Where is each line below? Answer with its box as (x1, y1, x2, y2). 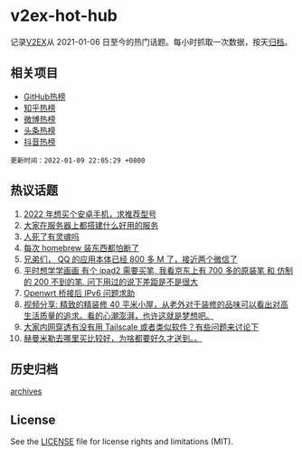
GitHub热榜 (23, 91, 66, 102)
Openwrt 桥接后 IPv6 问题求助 (23, 287, 136, 298)
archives (10, 386, 42, 397)
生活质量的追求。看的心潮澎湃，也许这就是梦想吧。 (23, 310, 214, 321)
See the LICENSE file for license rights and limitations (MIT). (10, 436, 234, 447)
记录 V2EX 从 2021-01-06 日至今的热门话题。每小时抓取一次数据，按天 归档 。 (10, 36, 293, 47)
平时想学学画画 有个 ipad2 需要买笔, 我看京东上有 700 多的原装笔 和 (23, 265, 275, 275)
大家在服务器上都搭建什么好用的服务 (23, 219, 159, 230)
